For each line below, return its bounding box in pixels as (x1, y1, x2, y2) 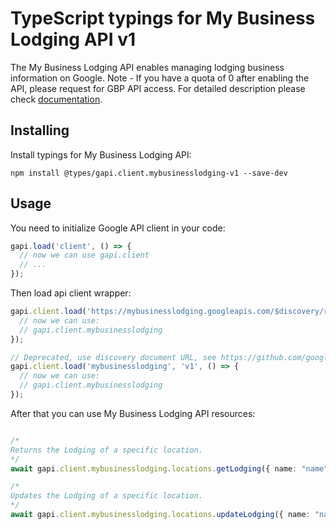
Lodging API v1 (10, 28, 137, 51)
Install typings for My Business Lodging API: (10, 148, 192, 161)
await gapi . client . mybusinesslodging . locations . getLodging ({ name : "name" (10, 463, 329, 474)
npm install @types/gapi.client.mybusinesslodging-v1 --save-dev (10, 168, 288, 178)
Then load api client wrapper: (10, 287, 132, 299)
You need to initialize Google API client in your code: (10, 222, 226, 234)
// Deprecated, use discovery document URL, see (10, 352, 217, 362)
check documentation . (10, 93, 103, 105)
